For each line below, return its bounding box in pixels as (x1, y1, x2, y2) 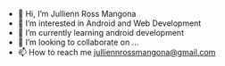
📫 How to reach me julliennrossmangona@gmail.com (17, 47, 216, 57)
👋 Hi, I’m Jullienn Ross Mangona (17, 9, 137, 19)
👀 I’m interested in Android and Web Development (17, 18, 202, 29)
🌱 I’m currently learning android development (17, 28, 185, 37)
